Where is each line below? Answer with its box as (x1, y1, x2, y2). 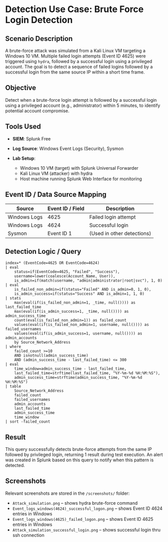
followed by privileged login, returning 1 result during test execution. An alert (5, 452, 163, 458)
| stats (5, 296, 22, 301)
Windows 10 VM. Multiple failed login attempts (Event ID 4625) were (5, 53, 146, 59)
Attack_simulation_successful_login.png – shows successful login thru (12, 526, 161, 532)
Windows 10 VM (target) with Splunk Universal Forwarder (20, 165, 139, 171)
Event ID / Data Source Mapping (5, 190, 107, 199)
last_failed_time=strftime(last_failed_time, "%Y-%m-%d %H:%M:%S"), (14, 371, 160, 376)
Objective (5, 84, 37, 92)
